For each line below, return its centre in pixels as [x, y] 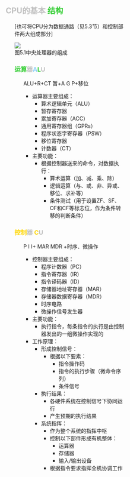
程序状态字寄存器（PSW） [73, 134]
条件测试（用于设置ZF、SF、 [85, 201]
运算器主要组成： [53, 96]
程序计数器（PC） [63, 267]
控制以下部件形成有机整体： [84, 438]
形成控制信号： [59, 349]
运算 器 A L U [30, 69]
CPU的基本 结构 [34, 11]
